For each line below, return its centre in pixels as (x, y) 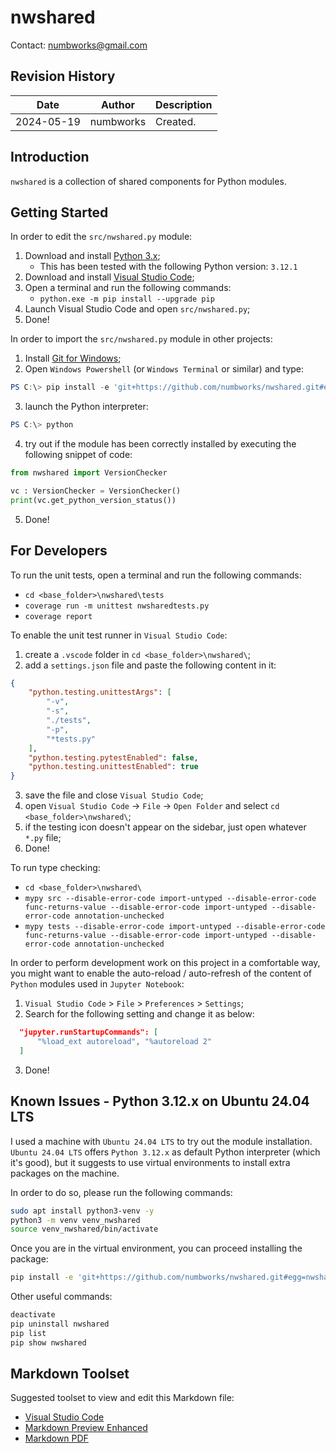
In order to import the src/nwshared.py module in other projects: (141, 339)
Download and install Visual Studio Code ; (109, 277)
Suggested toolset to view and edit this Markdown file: (122, 1398)
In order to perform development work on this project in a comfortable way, (165, 963)
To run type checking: (55, 868)
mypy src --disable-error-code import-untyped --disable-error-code (170, 899)
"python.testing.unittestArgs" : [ (100, 692)
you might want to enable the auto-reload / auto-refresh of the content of (161, 973)
